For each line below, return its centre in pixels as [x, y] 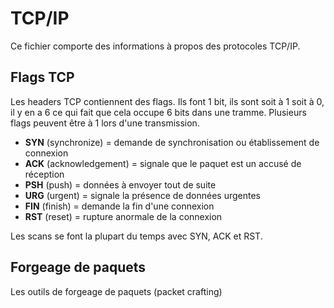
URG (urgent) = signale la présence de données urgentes [142, 195]
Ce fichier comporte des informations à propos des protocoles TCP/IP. [155, 46]
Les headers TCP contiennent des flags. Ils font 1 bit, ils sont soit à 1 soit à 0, [167, 101]
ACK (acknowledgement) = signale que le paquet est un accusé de [163, 163]
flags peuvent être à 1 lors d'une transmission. [105, 123]
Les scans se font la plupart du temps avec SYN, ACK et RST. [136, 236]
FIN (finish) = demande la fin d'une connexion [119, 206]
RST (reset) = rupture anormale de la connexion [123, 216]
